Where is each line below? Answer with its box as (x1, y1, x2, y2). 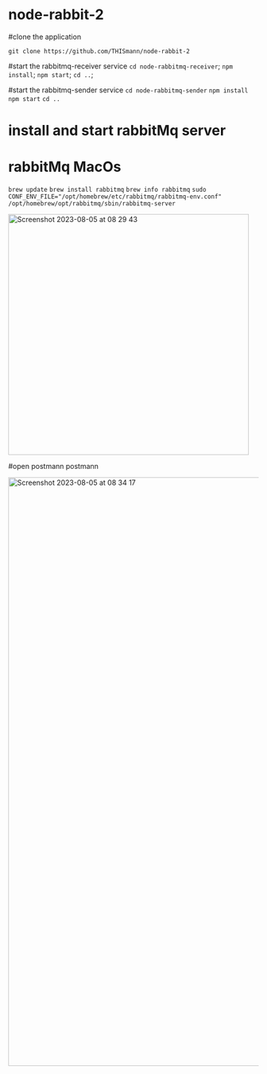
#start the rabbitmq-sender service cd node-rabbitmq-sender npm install (8, 85, 249, 95)
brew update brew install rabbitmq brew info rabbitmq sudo (8, 186, 207, 194)
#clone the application (8, 32, 82, 41)
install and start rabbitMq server (8, 122, 226, 140)
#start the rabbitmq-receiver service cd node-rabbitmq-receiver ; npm (8, 61, 234, 71)
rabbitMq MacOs (8, 158, 122, 176)
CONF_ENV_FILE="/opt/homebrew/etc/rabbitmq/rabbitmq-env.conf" (8, 193, 222, 201)
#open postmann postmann (8, 462, 99, 471)
